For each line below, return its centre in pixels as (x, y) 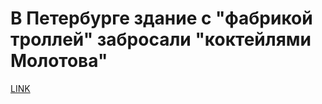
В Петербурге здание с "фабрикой (161, 18)
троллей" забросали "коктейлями (161, 39)
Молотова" (59, 61)
